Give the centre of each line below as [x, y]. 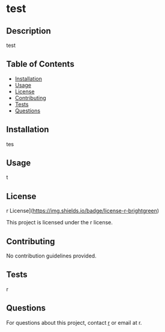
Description [28, 31]
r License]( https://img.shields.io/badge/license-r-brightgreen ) [83, 211]
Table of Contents [40, 64]
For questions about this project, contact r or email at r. [74, 322]
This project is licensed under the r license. [59, 223]
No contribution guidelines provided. [52, 256]
